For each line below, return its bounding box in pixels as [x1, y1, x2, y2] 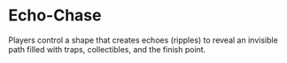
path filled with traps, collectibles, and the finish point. [8, 43, 206, 54]
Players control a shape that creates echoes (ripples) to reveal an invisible [8, 35, 278, 45]
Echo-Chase [8, 5, 102, 26]
